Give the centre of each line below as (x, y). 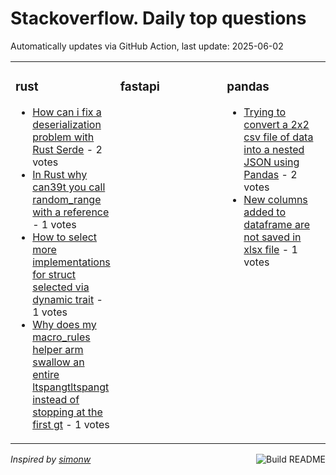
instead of (56, 399)
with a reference (71, 212)
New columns (275, 199)
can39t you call (69, 187)
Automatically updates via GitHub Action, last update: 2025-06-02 (147, 46)
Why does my (64, 324)
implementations (71, 262)
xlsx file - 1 (270, 249)
